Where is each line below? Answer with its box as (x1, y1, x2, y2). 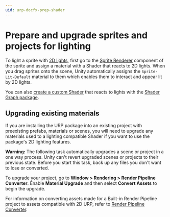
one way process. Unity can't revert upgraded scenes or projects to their (5, 154, 159, 160)
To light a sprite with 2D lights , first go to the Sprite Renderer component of (5, 57, 164, 63)
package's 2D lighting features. (5, 139, 71, 145)
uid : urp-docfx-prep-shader (5, 7, 65, 13)
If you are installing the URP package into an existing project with (5, 123, 142, 129)
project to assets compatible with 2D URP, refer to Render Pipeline (5, 201, 145, 207)
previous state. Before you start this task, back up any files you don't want (5, 159, 162, 166)
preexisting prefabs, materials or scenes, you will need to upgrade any (5, 128, 154, 134)
